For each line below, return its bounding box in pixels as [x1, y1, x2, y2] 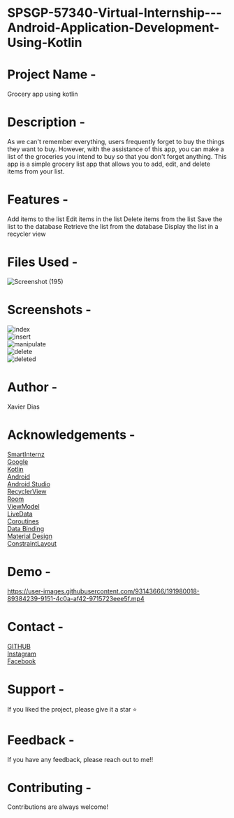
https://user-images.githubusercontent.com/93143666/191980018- [7, 586, 200, 595]
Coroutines [7, 516, 40, 526]
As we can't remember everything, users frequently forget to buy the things [7, 138, 225, 146]
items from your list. [7, 167, 65, 176]
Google [7, 457, 29, 466]
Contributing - [7, 780, 92, 796]
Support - [7, 681, 65, 697]
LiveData [7, 509, 33, 518]
